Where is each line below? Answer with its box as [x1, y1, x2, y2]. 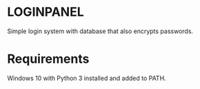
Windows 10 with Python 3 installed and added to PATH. [7, 74, 167, 82]
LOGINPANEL [7, 4, 84, 20]
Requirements [7, 51, 90, 67]
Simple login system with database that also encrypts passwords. [7, 27, 194, 35]
